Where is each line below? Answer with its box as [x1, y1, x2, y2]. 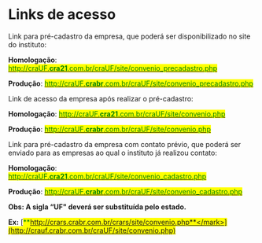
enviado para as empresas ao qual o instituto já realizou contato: [8, 148, 218, 157]
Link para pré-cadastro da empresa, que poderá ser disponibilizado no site [8, 31, 251, 41]
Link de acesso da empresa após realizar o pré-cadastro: [8, 94, 194, 103]
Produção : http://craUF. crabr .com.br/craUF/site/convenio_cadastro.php [8, 186, 242, 196]
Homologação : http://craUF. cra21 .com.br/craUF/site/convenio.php [8, 109, 226, 119]
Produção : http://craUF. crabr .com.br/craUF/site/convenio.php [8, 124, 211, 134]
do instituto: [8, 39, 47, 49]
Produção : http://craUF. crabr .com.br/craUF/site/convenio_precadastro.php [8, 79, 254, 88]
